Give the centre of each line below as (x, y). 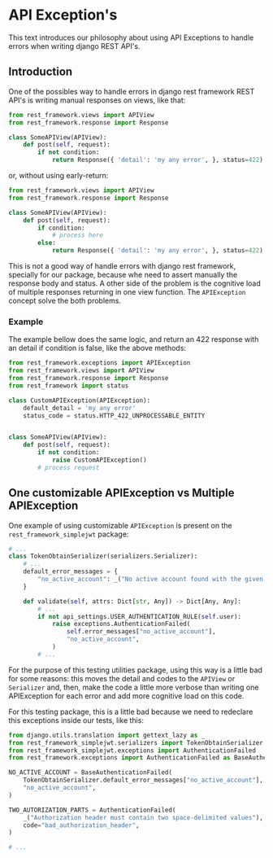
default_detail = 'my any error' (80, 408)
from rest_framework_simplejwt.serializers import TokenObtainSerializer (136, 742)
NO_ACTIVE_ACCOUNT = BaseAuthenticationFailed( (91, 773)
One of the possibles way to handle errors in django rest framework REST (132, 91)
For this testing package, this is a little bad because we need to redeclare (131, 711)
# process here (78, 235)
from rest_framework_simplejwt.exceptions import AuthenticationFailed (132, 751)
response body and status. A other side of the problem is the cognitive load (135, 283)
